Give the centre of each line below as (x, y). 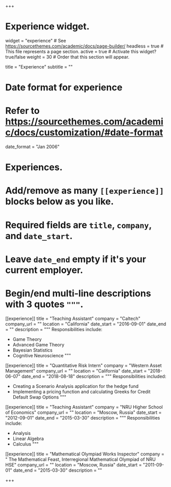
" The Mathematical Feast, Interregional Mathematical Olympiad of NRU (80, 459)
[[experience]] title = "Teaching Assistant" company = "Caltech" (73, 318)
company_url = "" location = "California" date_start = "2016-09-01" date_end (86, 324)
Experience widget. (47, 27)
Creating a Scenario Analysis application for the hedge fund (76, 386)
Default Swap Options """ (39, 397)
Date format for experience (64, 88)
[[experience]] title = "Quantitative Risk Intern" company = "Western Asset (83, 365)
